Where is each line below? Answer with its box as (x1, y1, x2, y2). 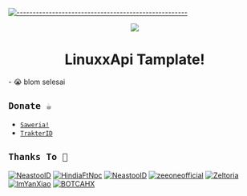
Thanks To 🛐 (8, 151, 68, 163)
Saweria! (19, 121, 50, 129)
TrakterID (19, 129, 54, 138)
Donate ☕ (8, 100, 52, 112)
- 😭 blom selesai (8, 77, 66, 86)
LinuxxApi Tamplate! (64, 50, 205, 69)
